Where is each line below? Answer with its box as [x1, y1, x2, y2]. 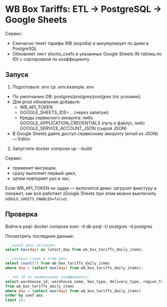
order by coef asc [5, 293, 43, 298]
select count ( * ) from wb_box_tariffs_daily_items [5, 261, 110, 266]
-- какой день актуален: [5, 243, 57, 248]
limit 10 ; [5, 298, 26, 303]
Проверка [5, 210, 38, 219]
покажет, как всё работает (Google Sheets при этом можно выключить [5, 190, 157, 196]
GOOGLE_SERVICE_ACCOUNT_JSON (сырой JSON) [19, 125, 127, 131]
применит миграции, [12, 164, 57, 170]
